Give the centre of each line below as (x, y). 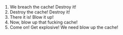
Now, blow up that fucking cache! (44, 22)
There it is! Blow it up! (32, 17)
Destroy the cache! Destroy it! (40, 12)
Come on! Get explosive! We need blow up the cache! (64, 27)
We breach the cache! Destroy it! (43, 7)
